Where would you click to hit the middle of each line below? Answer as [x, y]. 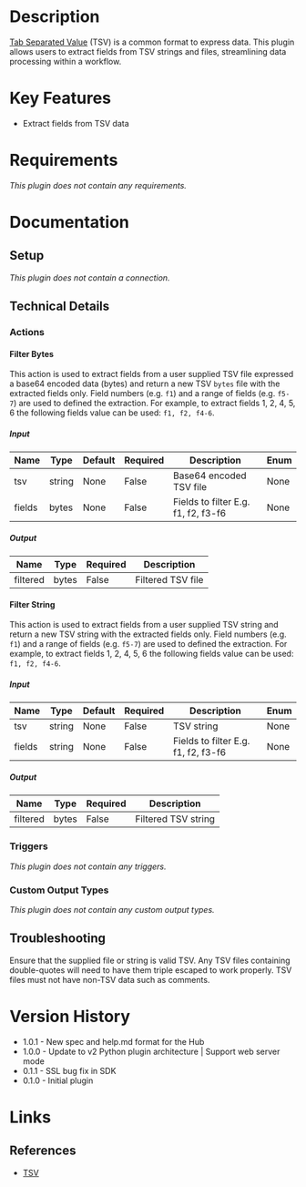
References [43, 1151]
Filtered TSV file [169, 580]
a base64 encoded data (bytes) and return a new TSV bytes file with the [145, 384]
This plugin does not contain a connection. [90, 277]
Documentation [70, 222]
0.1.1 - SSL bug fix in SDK [69, 1070]
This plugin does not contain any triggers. [88, 866]
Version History [70, 1017]
